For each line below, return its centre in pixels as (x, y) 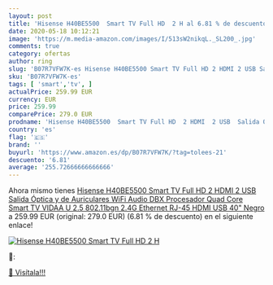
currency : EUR (32, 99)
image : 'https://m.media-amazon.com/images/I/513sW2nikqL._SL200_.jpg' (132, 39)
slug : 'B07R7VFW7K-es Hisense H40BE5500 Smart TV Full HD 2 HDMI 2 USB (132, 69)
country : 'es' (32, 129)
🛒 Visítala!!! (27, 273)
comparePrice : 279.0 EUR (50, 115)
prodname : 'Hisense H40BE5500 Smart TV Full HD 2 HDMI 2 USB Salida (134, 122)
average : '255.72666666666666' (61, 168)
